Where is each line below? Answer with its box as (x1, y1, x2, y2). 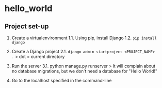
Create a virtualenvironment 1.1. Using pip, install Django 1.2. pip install (11, 35, 157, 41)
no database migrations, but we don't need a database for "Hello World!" (11, 68, 158, 74)
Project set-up (4, 22, 49, 30)
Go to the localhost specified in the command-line (11, 78, 112, 83)
